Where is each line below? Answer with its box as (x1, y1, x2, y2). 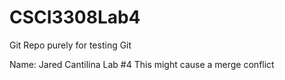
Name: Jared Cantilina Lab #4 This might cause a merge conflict (9, 58, 275, 70)
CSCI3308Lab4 (9, 6, 141, 29)
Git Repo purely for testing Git (9, 39, 132, 51)
